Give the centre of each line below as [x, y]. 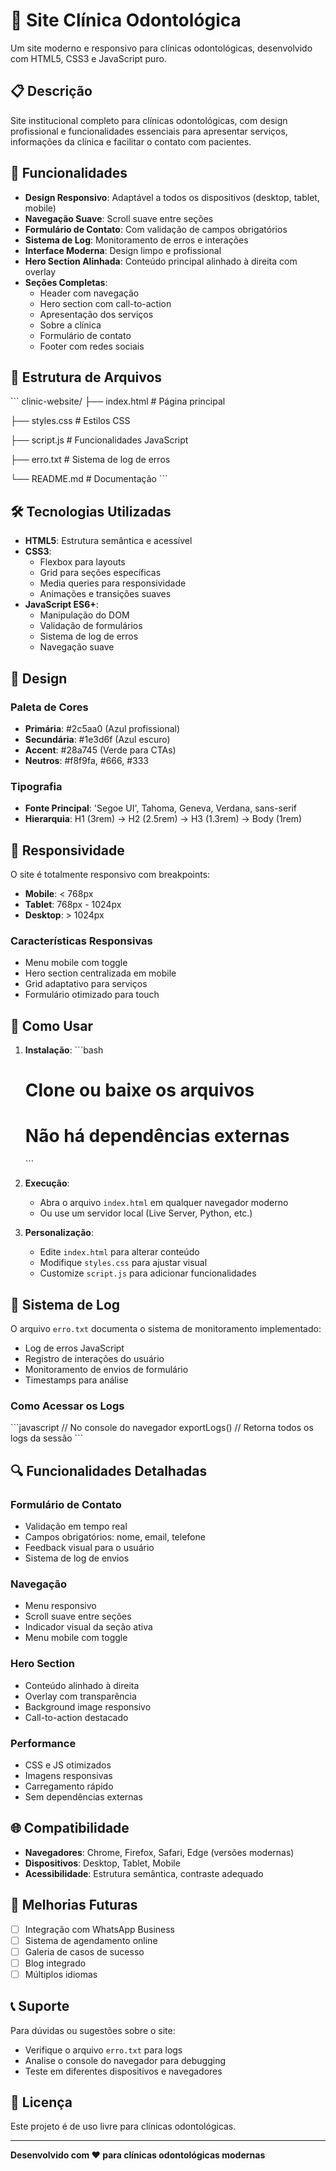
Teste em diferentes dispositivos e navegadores [123, 2071]
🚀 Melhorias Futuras [74, 1905]
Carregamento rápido [69, 1786]
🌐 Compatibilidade [70, 1828]
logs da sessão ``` [47, 1438]
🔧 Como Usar [52, 1025]
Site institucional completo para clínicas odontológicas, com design [149, 120]
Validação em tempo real [76, 1526]
